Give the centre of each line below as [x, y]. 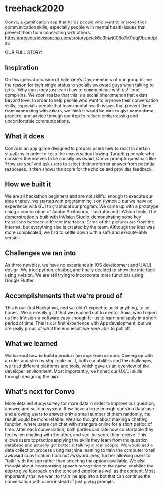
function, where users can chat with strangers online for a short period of [79, 424]
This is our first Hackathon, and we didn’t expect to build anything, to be [77, 308]
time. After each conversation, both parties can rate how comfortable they [79, 429]
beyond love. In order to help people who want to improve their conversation [82, 100]
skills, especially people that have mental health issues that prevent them [78, 105]
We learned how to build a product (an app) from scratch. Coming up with [79, 356]
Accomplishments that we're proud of [64, 296]
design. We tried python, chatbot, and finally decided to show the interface [80, 270]
